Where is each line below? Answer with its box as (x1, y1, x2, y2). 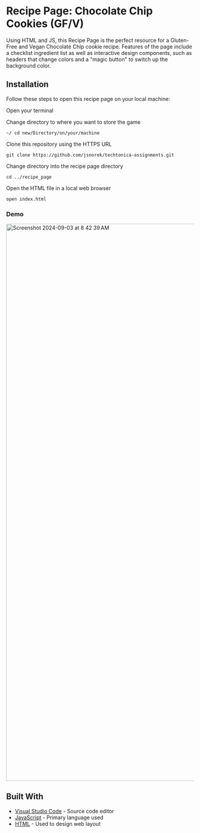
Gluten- (170, 36, 189, 44)
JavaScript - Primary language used (14, 814, 104, 821)
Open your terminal (6, 106, 54, 114)
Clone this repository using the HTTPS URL (6, 140, 112, 148)
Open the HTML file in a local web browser (6, 184, 111, 192)
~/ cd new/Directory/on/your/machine (6, 130, 100, 136)
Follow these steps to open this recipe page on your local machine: (6, 95, 171, 102)
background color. (6, 62, 51, 69)
